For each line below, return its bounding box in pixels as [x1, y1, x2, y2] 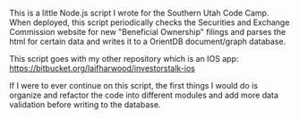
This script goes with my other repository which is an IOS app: [9, 54, 239, 64]
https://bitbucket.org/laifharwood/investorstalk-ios [9, 63, 195, 73]
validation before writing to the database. [9, 99, 161, 110]
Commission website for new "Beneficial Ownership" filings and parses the [9, 27, 286, 37]
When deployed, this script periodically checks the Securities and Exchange [9, 17, 290, 28]
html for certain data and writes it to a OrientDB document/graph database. [9, 36, 286, 47]
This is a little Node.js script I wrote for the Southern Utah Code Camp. [9, 8, 269, 18]
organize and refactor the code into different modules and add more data [9, 89, 279, 100]
